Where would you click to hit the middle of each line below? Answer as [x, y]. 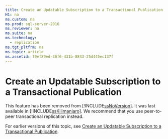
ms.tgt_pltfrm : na [24, 47]
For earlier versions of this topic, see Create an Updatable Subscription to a [83, 126]
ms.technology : [21, 38]
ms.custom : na [20, 19]
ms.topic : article [24, 52]
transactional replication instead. [50, 116]
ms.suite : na [19, 33]
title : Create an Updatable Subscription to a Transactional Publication [84, 10]
